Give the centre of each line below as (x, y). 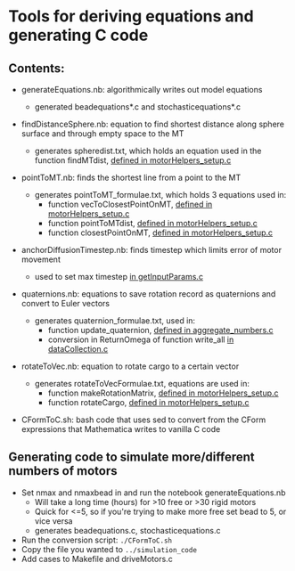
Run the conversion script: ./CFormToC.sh (97, 540)
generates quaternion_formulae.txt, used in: (115, 321)
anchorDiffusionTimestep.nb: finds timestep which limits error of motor (152, 250)
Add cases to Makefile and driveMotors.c (97, 559)
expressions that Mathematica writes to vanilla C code (121, 429)
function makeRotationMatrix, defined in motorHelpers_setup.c (163, 393)
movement (41, 259)
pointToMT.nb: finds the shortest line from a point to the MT (131, 177)
